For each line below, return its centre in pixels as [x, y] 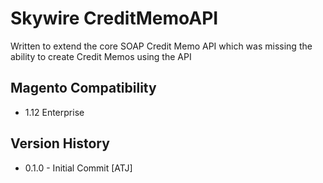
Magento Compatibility [83, 88]
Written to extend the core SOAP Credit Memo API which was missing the [161, 46]
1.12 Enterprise [54, 112]
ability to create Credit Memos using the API [101, 56]
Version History [60, 143]
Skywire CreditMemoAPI [114, 18]
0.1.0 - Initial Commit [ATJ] [78, 168]
